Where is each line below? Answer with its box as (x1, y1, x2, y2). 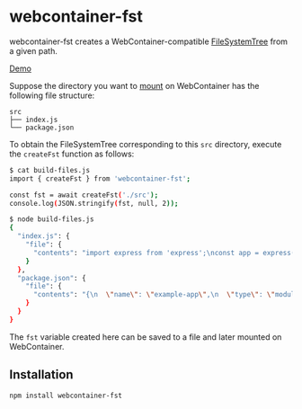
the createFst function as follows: (9, 148, 135, 159)
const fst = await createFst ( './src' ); (9, 191, 159, 200)
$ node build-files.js (9, 215, 94, 224)
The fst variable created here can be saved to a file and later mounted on (9, 331, 282, 342)
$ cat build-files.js (9, 165, 91, 174)
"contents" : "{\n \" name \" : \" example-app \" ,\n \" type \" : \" (32, 290, 276, 299)
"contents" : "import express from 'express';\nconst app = (32, 248, 259, 257)
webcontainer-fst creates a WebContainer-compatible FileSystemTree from (9, 36, 289, 47)
